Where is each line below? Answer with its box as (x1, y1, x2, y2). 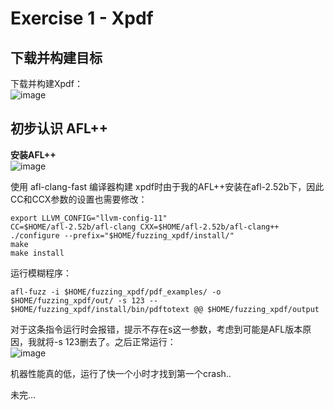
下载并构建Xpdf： (10, 78, 83, 89)
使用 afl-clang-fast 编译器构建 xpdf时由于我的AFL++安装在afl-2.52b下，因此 (10, 180, 325, 192)
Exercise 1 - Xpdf (10, 7, 154, 30)
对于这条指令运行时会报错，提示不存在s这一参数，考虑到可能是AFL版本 (10, 323, 303, 335)
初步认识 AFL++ (10, 120, 108, 137)
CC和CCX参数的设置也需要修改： (10, 193, 148, 205)
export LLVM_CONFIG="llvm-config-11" (10, 213, 168, 223)
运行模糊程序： (10, 267, 72, 279)
